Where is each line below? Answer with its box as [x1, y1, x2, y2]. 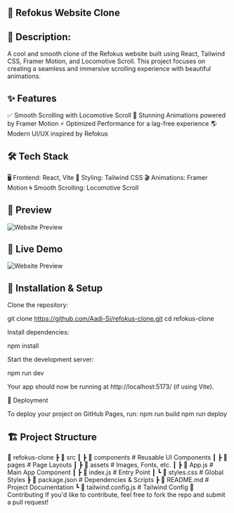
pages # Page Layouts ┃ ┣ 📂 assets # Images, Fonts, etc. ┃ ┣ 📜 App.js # [7, 461, 214, 469]
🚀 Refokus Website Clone [7, 7, 121, 19]
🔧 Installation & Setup [7, 282, 103, 294]
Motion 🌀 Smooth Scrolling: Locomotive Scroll [7, 183, 139, 192]
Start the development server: [7, 356, 94, 364]
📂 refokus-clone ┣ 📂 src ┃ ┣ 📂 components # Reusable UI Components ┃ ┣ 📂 [7, 453, 228, 462]
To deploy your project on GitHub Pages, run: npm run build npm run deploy [7, 410, 227, 418]
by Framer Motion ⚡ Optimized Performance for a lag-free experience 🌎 [7, 119, 217, 128]
